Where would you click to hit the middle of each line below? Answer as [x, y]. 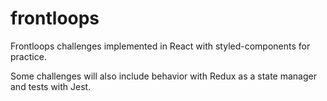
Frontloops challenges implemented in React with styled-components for [160, 46]
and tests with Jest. [51, 86]
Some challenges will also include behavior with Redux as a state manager [163, 76]
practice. [28, 56]
